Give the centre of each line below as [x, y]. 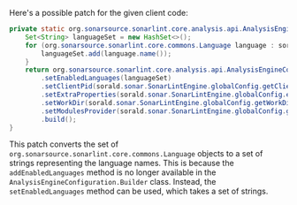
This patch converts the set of [64, 144]
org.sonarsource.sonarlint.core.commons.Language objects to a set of [136, 154]
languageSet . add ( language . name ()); [107, 53]
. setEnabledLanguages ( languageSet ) [107, 79]
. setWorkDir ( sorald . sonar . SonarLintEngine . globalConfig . [148, 102]
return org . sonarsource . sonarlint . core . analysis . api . [126, 70]
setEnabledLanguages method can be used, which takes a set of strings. [139, 191]
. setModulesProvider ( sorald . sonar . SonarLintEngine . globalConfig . [164, 111]
